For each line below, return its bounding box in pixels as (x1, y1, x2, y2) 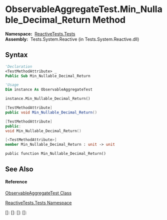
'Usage (5, 82, 19, 87)
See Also (5, 165, 33, 173)
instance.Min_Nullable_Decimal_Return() (5, 96, 91, 101)
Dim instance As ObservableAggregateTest (5, 87, 93, 92)
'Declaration (5, 64, 32, 69)
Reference (5, 179, 27, 185)
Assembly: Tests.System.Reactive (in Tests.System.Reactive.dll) (5, 36, 139, 42)
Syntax (5, 51, 28, 59)
